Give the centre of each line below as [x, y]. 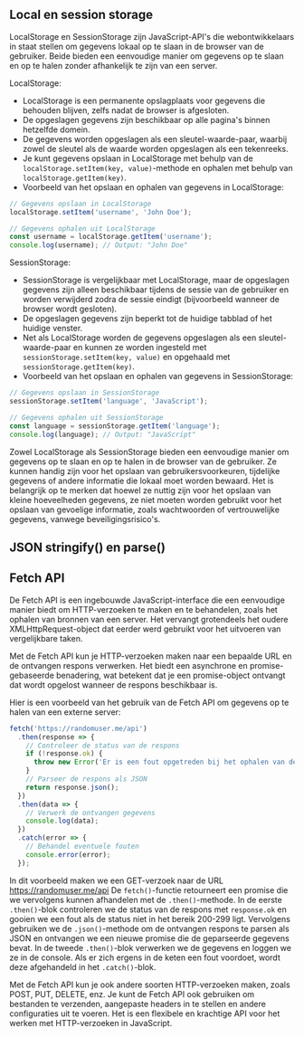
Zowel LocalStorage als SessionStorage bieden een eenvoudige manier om [149, 452]
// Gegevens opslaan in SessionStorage [85, 393]
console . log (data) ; [62, 821]
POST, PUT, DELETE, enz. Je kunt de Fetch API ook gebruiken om [132, 994]
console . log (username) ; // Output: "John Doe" [99, 245]
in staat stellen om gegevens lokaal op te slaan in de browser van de [137, 46]
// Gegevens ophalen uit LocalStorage [82, 228]
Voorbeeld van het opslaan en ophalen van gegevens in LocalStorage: [153, 187]
